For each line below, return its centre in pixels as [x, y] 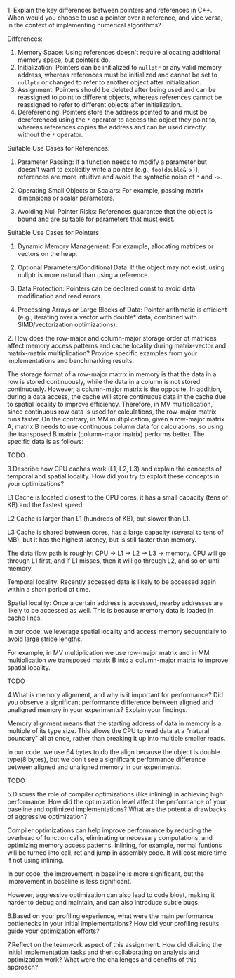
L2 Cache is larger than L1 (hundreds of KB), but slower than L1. [99, 519]
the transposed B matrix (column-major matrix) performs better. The [106, 434]
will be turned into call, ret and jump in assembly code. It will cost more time [117, 853]
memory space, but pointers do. [64, 60]
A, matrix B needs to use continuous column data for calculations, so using [115, 426]
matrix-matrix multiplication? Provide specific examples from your [102, 353]
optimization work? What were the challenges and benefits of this [102, 959]
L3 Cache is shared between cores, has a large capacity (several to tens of [116, 532]
